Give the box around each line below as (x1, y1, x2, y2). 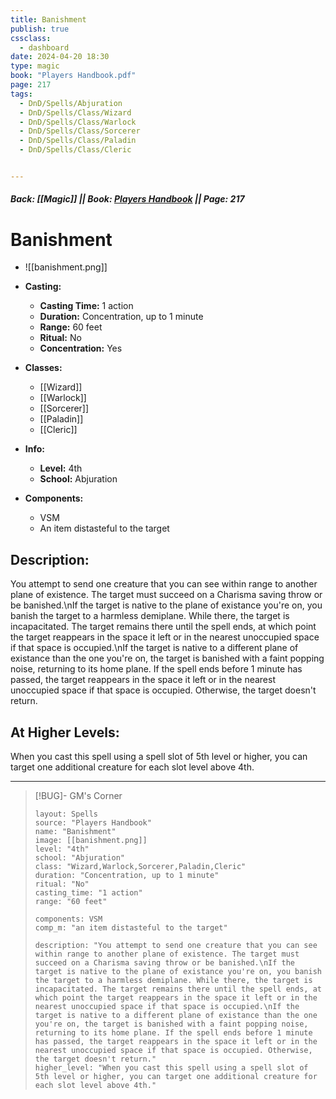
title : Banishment (10, 14, 87, 25)
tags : (10, 89, 33, 99)
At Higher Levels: (10, 724, 120, 741)
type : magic (10, 61, 60, 71)
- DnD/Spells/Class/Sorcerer (19, 126, 141, 136)
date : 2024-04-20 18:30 (10, 52, 110, 62)
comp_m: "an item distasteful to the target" (34, 923, 228, 933)
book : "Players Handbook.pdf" (10, 71, 137, 81)
